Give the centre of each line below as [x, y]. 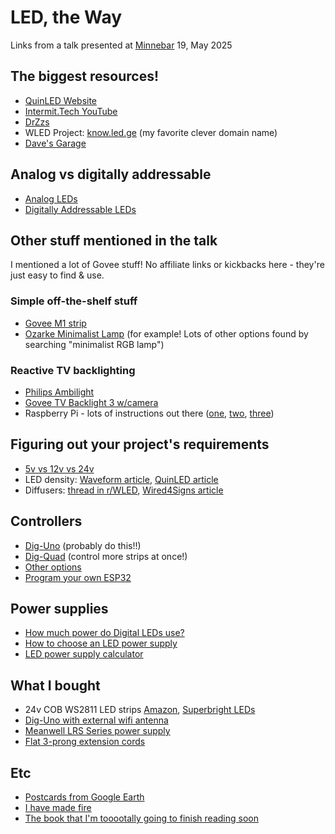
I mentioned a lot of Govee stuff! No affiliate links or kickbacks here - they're [167, 265]
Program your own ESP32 [78, 577]
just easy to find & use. [57, 275]
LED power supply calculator [84, 654]
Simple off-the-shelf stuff [74, 301]
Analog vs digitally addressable [111, 174]
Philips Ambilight [59, 392]
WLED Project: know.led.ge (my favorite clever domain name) [151, 132]
